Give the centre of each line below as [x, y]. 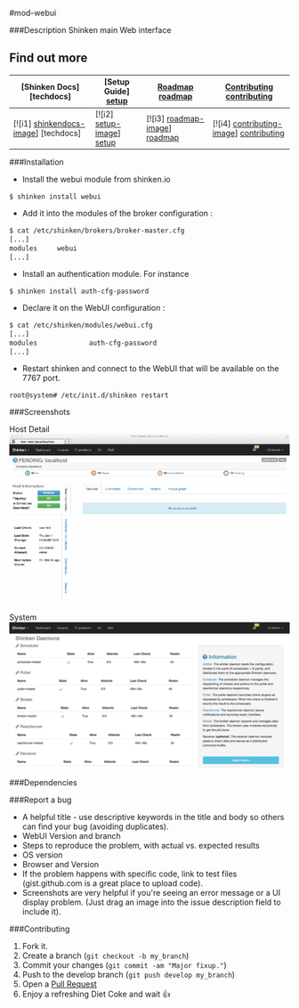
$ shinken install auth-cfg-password [79, 292]
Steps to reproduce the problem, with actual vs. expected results [141, 846]
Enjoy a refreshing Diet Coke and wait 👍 [96, 994]
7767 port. [41, 378]
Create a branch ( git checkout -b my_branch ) [105, 955]
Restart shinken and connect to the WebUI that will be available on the [150, 369]
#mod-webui [33, 13]
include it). [41, 912]
